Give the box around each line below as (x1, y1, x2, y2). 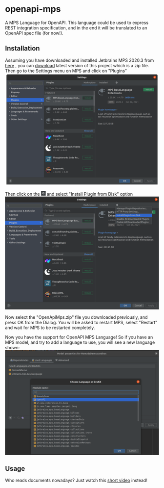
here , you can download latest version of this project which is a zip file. (5, 62, 149, 68)
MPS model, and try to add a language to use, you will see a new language (5, 339, 155, 345)
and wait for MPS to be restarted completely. (5, 325, 95, 331)
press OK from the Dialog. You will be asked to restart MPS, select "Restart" (5, 319, 158, 325)
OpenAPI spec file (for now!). (5, 30, 63, 36)
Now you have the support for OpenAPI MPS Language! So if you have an (5, 334, 153, 340)
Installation (5, 44, 40, 52)
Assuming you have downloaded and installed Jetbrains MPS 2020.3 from (5, 57, 154, 63)
